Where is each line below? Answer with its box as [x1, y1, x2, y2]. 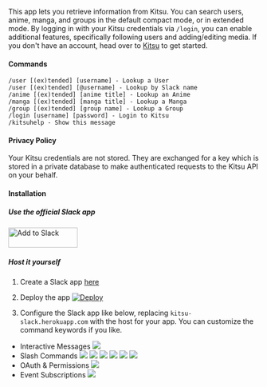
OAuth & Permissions [19, 360, 90, 370]
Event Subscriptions [19, 369, 86, 379]
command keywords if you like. [19, 325, 123, 334]
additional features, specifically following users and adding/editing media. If [8, 32, 257, 42]
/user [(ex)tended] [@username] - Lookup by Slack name [8, 84, 198, 92]
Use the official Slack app [8, 207, 96, 217]
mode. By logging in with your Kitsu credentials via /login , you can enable [8, 24, 253, 33]
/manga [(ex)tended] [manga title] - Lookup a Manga [8, 98, 187, 106]
